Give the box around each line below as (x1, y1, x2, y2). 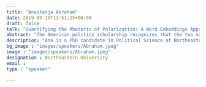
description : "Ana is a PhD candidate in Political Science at (6, 37, 172, 43)
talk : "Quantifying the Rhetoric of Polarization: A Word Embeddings (6, 26, 188, 32)
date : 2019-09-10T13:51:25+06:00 (6, 15, 92, 21)
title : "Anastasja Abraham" (6, 9, 78, 15)
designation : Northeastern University (6, 55, 109, 61)
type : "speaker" (6, 66, 51, 72)
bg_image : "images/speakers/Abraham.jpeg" (6, 43, 120, 50)
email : (6, 60, 26, 66)
